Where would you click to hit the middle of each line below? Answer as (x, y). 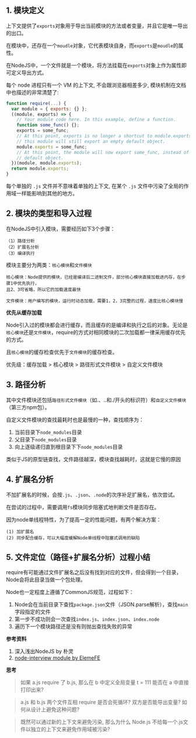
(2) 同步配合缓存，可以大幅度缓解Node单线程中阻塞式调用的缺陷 (73, 538)
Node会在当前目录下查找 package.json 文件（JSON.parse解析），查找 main (101, 605)
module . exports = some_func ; (52, 147)
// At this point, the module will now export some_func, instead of (103, 152)
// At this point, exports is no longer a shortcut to (85, 136)
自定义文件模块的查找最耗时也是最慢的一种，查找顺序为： (75, 420)
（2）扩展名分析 (23, 247)
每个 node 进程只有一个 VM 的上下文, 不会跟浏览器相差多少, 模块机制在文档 (96, 85)
